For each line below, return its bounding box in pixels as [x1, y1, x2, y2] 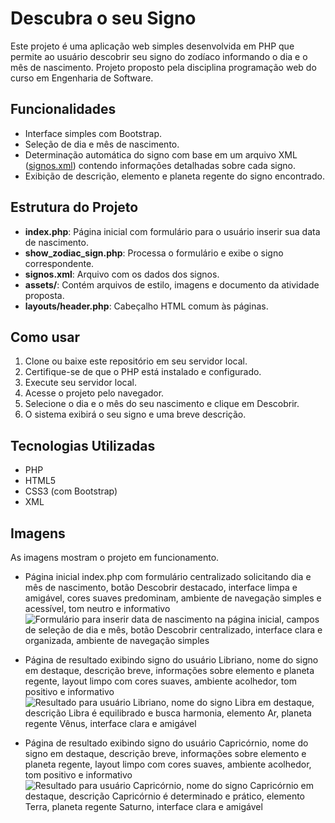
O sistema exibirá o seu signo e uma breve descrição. [24, 408, 247, 421]
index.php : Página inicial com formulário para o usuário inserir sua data [24, 225, 321, 237]
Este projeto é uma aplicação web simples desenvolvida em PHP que [10, 40, 295, 52]
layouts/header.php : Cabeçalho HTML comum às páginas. [24, 300, 269, 312]
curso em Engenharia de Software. [10, 72, 154, 84]
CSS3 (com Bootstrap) [24, 485, 118, 497]
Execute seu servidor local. [24, 377, 137, 389]
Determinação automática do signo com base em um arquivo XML [24, 148, 298, 161]
